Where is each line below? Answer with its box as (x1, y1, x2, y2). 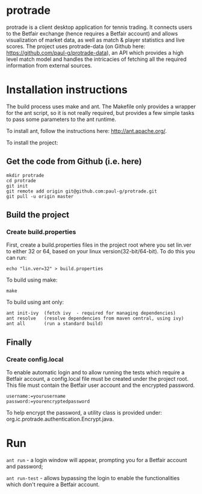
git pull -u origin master (6, 193, 74, 199)
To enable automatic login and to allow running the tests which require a (6, 369, 185, 376)
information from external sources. (6, 61, 92, 69)
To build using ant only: (6, 298, 64, 306)
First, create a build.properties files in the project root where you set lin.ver (6, 241, 192, 249)
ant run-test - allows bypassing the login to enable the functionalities (6, 475, 180, 481)
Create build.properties (6, 228, 76, 236)
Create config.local (6, 355, 64, 363)
